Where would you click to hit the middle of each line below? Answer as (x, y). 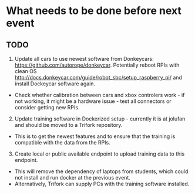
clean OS (26, 71)
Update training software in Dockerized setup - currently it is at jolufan (100, 119)
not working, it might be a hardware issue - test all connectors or (93, 101)
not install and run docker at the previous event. (72, 178)
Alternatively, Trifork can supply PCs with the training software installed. (102, 184)
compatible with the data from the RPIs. (62, 142)
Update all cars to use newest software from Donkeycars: (84, 59)
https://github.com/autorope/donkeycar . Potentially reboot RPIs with (97, 65)
